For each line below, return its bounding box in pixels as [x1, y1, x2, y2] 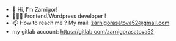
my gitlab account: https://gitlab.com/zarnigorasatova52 [12, 28, 155, 35]
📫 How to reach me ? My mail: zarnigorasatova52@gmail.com [12, 19, 170, 26]
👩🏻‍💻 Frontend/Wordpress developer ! [12, 12, 106, 20]
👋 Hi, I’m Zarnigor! [12, 6, 58, 13]
